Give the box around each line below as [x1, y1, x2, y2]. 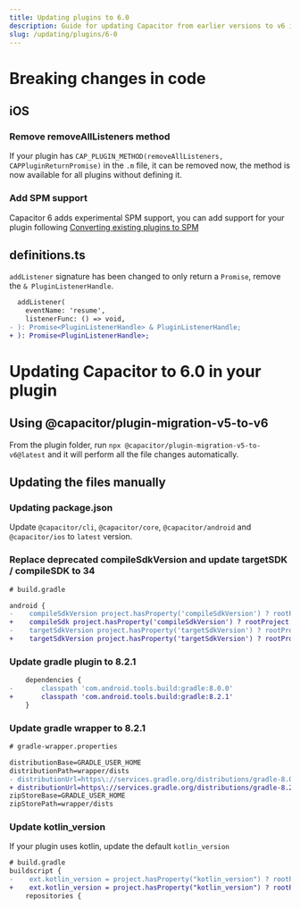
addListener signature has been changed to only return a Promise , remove [9, 271, 281, 282]
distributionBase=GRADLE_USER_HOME [9, 758, 142, 767]
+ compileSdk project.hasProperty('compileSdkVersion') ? [9, 618, 242, 627]
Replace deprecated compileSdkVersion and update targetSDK [9, 554, 288, 566]
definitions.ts [9, 247, 87, 263]
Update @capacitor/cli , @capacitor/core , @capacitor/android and [9, 521, 252, 532]
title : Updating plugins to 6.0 [9, 13, 129, 22]
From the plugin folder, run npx [9, 439, 121, 450]
